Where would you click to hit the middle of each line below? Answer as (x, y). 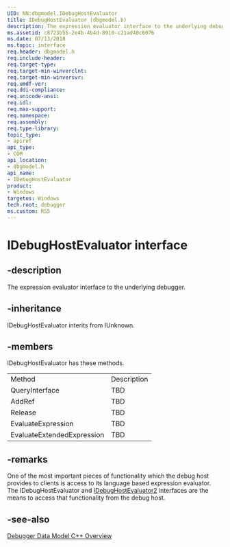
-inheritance (34, 309)
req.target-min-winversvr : (46, 77)
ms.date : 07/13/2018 (37, 39)
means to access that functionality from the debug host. (86, 498)
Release (23, 412)
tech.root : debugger (37, 205)
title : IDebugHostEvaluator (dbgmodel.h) (67, 20)
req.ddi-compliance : (37, 90)
